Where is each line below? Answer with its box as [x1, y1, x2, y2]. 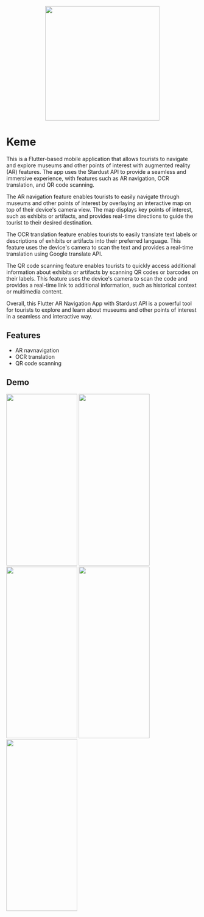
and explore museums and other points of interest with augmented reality [6, 162, 191, 169]
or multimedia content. [6, 287, 63, 295]
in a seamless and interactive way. [6, 312, 93, 320]
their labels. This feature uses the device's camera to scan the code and [6, 275, 188, 282]
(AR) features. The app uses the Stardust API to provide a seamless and [6, 168, 187, 175]
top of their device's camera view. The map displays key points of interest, [6, 206, 193, 213]
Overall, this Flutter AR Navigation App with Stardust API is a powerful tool [6, 300, 192, 307]
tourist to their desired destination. [6, 218, 93, 226]
